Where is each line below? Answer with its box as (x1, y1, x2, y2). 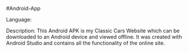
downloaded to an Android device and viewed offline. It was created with (6, 34, 183, 40)
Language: (6, 16, 32, 23)
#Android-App (6, 5, 41, 12)
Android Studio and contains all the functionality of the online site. (6, 40, 165, 46)
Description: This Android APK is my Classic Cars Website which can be (6, 27, 180, 34)
